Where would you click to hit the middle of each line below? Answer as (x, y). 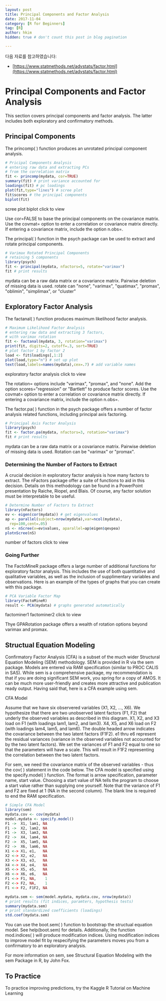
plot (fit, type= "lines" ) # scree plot (44, 190)
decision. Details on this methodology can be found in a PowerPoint (74, 486)
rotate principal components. (35, 244)
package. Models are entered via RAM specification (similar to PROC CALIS (82, 668)
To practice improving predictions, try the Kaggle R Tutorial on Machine (78, 988)
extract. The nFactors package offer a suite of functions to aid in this (75, 481)
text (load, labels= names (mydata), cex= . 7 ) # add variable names (70, 364)
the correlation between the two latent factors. (52, 755)
